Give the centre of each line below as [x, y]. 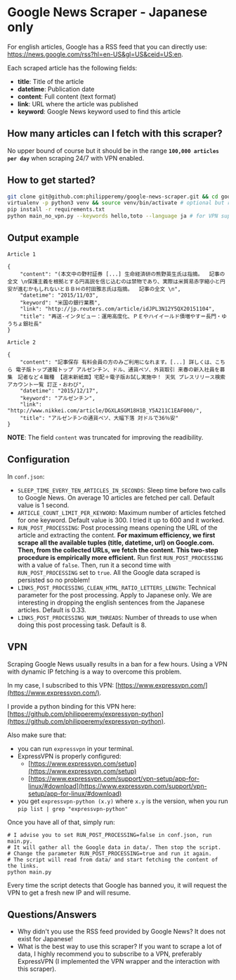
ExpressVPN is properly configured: [69, 756]
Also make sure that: [37, 735]
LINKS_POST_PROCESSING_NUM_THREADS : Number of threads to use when [117, 617]
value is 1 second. [43, 505]
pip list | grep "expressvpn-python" [73, 809]
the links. [23, 866]
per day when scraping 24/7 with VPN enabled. [76, 158]
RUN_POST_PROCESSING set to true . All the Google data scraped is [109, 572]
